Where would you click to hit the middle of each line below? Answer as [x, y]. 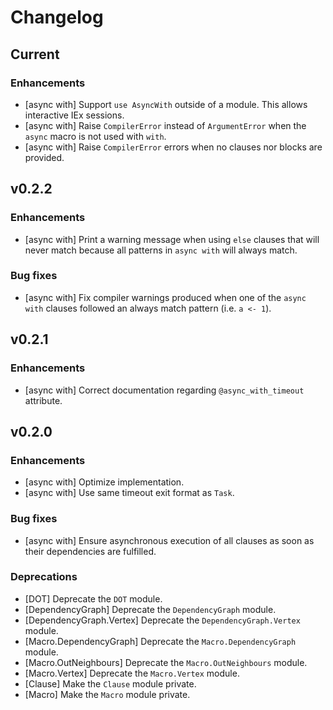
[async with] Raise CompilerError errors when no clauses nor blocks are [173, 147]
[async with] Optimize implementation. [104, 482]
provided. [44, 157]
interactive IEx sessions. [74, 115]
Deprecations [44, 577]
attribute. [43, 400]
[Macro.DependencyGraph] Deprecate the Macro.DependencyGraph [160, 641]
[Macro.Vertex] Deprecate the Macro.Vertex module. [132, 673]
